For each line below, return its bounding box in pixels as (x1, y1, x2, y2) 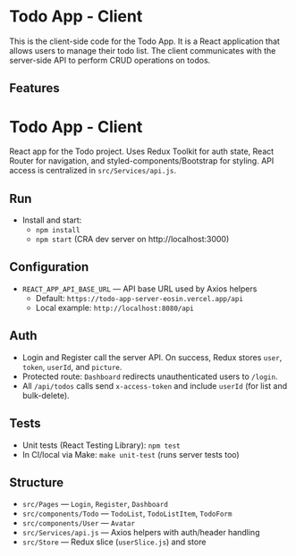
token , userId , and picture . (21, 361, 123, 372)
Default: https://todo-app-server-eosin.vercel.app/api (35, 292, 244, 303)
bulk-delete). (21, 390, 70, 400)
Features (9, 80, 60, 96)
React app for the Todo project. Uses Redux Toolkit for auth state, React (9, 146, 275, 157)
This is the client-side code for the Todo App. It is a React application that (9, 36, 280, 46)
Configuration (9, 259, 89, 274)
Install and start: (21, 215, 82, 225)
